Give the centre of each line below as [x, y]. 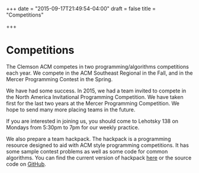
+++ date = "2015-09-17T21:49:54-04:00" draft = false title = [81, 9]
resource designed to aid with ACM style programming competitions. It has [98, 145]
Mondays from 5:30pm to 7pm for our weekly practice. [73, 127]
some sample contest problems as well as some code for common [87, 151]
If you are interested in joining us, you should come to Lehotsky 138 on [92, 121]
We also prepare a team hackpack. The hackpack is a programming [89, 139]
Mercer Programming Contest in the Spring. [60, 79]
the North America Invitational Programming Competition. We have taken [95, 97]
